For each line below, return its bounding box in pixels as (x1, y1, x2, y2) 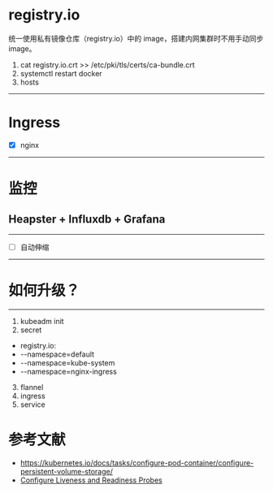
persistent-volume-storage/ (19, 466, 114, 476)
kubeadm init (19, 316, 64, 326)
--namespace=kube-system (19, 357, 115, 367)
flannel (19, 382, 44, 391)
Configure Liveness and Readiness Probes (19, 475, 162, 485)
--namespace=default (19, 349, 95, 359)
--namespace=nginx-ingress (19, 366, 118, 376)
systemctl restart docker (19, 68, 103, 78)
